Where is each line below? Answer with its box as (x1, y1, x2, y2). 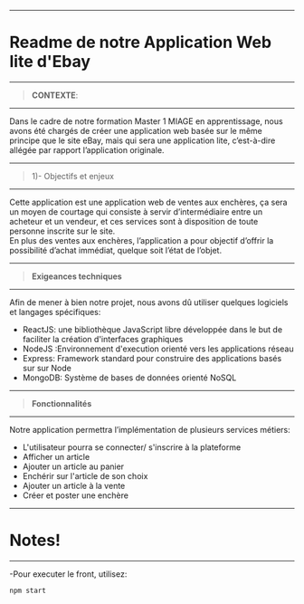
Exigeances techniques (31, 271, 122, 282)
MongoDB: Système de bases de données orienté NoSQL (22, 372, 237, 383)
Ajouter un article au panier (22, 461, 125, 472)
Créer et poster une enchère (22, 490, 129, 501)
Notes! (9, 531, 62, 551)
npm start (9, 586, 47, 595)
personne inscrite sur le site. (9, 225, 116, 236)
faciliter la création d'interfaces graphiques (22, 333, 184, 344)
